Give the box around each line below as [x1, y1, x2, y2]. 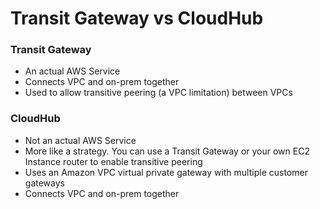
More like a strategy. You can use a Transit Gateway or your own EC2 [24, 145, 310, 157]
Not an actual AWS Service [24, 134, 137, 146]
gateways [24, 177, 65, 189]
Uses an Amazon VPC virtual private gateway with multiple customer [24, 166, 308, 178]
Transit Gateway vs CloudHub [10, 7, 264, 30]
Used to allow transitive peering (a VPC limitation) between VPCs [24, 87, 293, 99]
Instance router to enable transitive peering [24, 155, 203, 167]
